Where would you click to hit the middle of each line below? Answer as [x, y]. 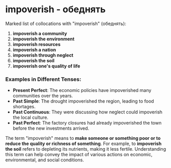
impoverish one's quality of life [46, 66]
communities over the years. [43, 96]
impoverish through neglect [43, 55]
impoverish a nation [34, 50]
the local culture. [30, 117]
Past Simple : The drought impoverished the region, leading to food [83, 101]
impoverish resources [37, 44]
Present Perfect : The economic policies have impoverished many [82, 90]
